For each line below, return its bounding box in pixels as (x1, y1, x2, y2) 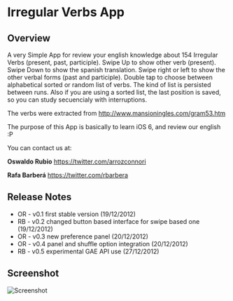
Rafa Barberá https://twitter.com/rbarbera (7, 171, 128, 179)
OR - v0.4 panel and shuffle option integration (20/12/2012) (17, 239, 189, 248)
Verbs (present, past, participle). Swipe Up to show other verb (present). (7, 58, 216, 67)
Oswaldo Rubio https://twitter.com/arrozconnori (7, 157, 146, 166)
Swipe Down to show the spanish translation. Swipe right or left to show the (7, 66, 225, 74)
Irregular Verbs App (7, 4, 125, 20)
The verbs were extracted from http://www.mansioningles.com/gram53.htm (7, 109, 226, 117)
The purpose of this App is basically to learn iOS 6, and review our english (7, 123, 221, 131)
